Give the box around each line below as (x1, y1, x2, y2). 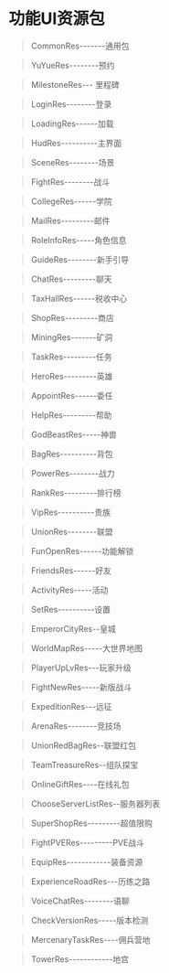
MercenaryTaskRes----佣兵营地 (30, 934, 151, 945)
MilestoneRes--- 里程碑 (30, 79, 120, 90)
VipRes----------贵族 (30, 507, 111, 518)
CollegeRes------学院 (30, 196, 113, 207)
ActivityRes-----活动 (30, 584, 109, 595)
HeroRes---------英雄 (30, 370, 113, 381)
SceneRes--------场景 (30, 156, 115, 167)
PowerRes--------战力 (30, 467, 115, 478)
